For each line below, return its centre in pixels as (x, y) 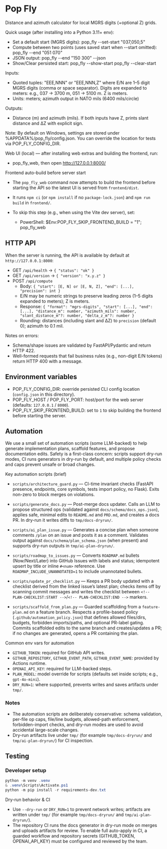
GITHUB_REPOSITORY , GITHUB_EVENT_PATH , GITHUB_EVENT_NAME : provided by (85, 658)
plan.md (20, 613)
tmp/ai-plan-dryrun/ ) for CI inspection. (53, 740)
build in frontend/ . (32, 203)
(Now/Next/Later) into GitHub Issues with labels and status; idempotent (86, 561)
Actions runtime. (29, 663)
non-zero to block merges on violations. (53, 495)
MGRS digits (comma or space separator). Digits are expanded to (79, 88)
